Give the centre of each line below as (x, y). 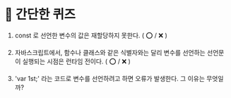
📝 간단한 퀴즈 (40, 14)
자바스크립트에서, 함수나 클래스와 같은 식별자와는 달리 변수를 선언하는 (110, 52)
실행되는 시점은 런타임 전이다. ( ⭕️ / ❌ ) (77, 61)
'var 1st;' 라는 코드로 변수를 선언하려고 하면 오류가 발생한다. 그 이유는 (110, 78)
